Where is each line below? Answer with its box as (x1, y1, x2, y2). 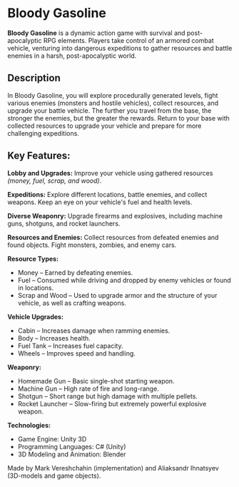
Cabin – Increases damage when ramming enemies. (17, 326, 171, 335)
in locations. (17, 283, 54, 292)
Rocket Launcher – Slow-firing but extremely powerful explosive (17, 399, 207, 408)
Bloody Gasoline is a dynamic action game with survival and (7, 29, 185, 37)
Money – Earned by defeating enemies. (17, 268, 133, 276)
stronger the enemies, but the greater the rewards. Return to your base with (7, 114, 230, 122)
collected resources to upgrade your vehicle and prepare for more (7, 121, 202, 130)
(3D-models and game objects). (7, 471, 101, 480)
